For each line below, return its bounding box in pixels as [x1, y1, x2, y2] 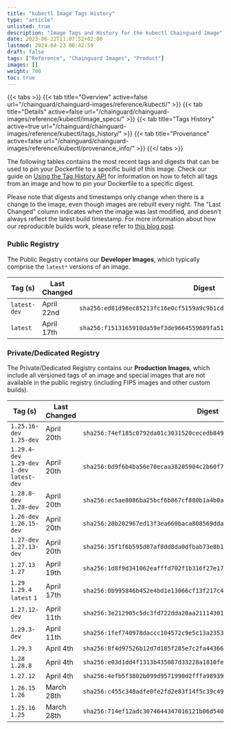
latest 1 [10, 594, 38, 602]
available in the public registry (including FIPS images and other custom [7, 378, 210, 387]
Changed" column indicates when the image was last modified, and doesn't [7, 207, 221, 216]
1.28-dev [10, 503, 39, 511]
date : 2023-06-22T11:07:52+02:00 [7, 36, 103, 43]
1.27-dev [10, 535, 39, 544]
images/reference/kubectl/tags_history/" [7, 130, 122, 138]
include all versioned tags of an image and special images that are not [7, 371, 206, 379]
